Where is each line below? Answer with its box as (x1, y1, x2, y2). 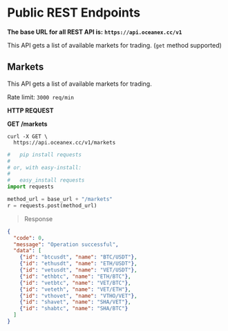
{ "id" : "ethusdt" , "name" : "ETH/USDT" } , (19, 261, 137, 267)
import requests (7, 183, 54, 191)
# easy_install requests (7, 177, 85, 184)
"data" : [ (13, 247, 41, 254)
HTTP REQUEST (7, 106, 54, 115)
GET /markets (7, 120, 48, 128)
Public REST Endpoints (7, 5, 141, 21)
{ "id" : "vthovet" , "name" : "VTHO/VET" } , (19, 292, 137, 299)
